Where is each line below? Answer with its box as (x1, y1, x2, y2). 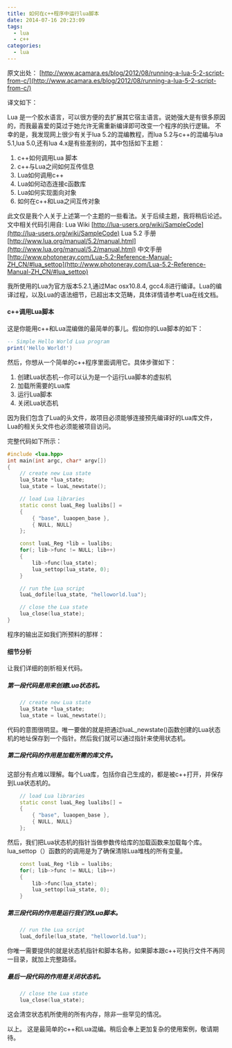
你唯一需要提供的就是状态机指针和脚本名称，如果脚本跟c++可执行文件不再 (7, 946, 220, 954)
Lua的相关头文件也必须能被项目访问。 (7, 422, 116, 430)
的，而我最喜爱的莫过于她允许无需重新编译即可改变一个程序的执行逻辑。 (7, 121, 213, 130)
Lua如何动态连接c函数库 (17, 180, 87, 188)
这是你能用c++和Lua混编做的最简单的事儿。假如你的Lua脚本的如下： (7, 324, 204, 333)
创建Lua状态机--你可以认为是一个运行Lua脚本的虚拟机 (17, 372, 172, 381)
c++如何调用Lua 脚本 (17, 153, 78, 161)
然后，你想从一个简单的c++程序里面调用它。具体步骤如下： (7, 358, 177, 366)
